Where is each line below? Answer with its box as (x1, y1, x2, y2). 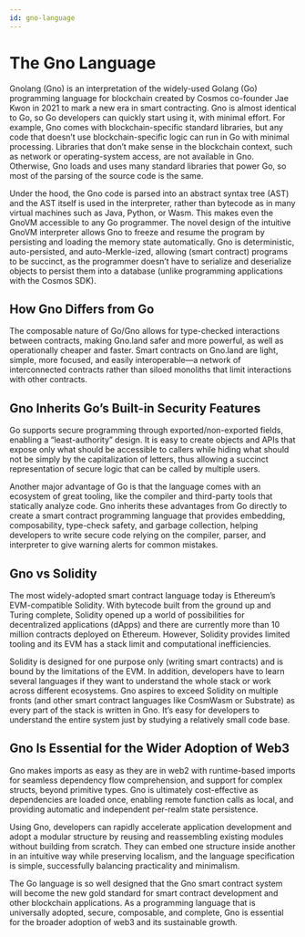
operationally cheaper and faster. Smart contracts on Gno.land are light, (9, 345, 279, 356)
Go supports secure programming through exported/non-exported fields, (9, 425, 284, 436)
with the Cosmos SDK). (9, 275, 97, 286)
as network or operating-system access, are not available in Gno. (9, 151, 255, 161)
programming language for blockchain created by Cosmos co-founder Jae (9, 92, 290, 103)
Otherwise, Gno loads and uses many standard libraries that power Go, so (9, 161, 287, 172)
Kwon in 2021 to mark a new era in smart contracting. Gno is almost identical (9, 102, 297, 113)
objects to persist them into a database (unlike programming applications (9, 265, 284, 276)
